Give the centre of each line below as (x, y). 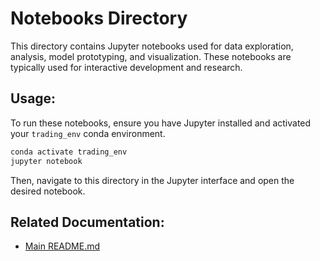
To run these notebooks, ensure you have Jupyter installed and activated (161, 123)
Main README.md (62, 246)
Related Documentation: (87, 222)
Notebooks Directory (99, 18)
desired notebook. (48, 191)
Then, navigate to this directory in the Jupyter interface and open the (152, 180)
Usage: (33, 98)
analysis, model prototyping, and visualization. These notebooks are (151, 56)
